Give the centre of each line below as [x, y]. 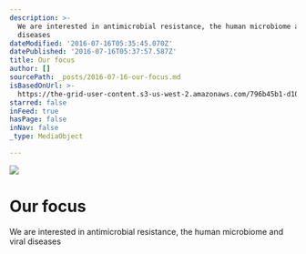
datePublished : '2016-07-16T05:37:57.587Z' [93, 52]
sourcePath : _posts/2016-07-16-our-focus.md [95, 77]
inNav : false [34, 128]
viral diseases [36, 241]
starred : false [38, 102]
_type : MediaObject [46, 137]
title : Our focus [42, 60]
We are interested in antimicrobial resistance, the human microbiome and [147, 231]
